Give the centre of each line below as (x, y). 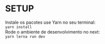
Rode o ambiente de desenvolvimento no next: (52, 32)
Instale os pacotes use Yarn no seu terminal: (50, 22)
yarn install (19, 27)
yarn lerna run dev (25, 37)
